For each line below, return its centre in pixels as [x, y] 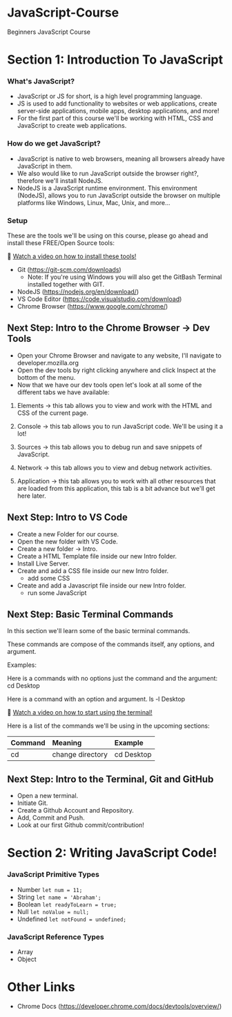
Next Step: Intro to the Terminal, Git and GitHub [110, 779]
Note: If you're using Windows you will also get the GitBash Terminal [125, 277]
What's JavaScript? [41, 81]
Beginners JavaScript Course [49, 32]
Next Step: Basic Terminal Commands [90, 615]
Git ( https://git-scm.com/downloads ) [69, 270]
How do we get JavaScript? [54, 144]
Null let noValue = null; [53, 911]
